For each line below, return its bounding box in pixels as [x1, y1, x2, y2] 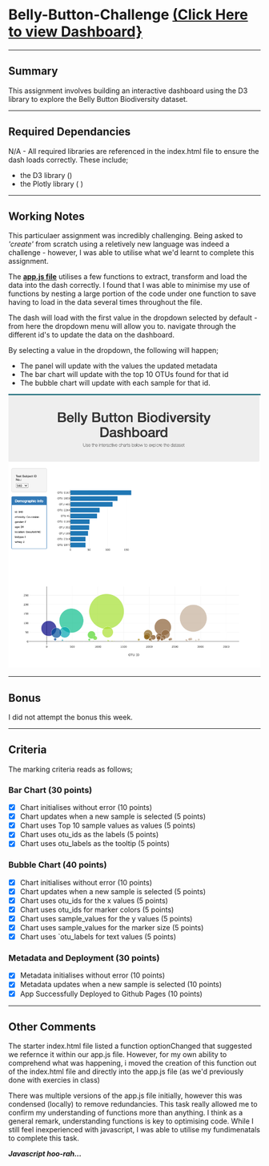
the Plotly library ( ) [19, 179, 84, 188]
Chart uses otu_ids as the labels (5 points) [19, 830, 159, 840]
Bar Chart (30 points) [8, 784, 93, 796]
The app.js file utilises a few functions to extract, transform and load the [8, 272, 247, 281]
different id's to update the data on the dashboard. [8, 330, 175, 340]
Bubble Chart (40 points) [8, 860, 107, 871]
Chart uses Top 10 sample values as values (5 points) [19, 820, 196, 831]
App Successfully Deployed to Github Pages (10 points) [19, 989, 203, 998]
